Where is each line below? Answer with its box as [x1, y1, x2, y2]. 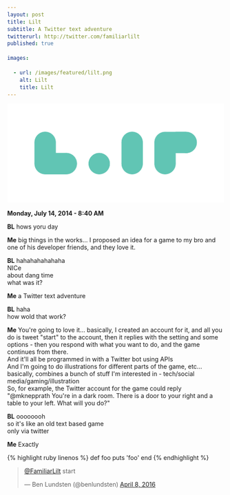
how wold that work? [7, 313, 67, 321]
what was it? [7, 279, 43, 287]
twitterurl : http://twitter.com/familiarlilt [7, 33, 140, 40]
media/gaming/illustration [7, 377, 80, 386]
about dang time [7, 271, 54, 280]
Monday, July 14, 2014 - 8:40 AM [7, 209, 105, 218]
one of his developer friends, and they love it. [7, 243, 136, 251]
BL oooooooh [7, 412, 46, 421]
